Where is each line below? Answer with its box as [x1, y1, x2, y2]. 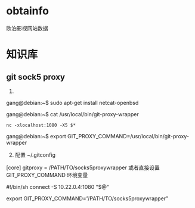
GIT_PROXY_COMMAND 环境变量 [6, 171, 88, 178]
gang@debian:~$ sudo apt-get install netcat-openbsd [6, 99, 139, 106]
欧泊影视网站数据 [6, 24, 48, 32]
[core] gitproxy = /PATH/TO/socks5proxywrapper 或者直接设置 [6, 164, 160, 171]
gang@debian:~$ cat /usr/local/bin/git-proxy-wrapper [6, 110, 139, 117]
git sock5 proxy [6, 72, 66, 82]
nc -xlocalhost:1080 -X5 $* [6, 122, 76, 128]
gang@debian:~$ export [6, 132, 67, 139]
